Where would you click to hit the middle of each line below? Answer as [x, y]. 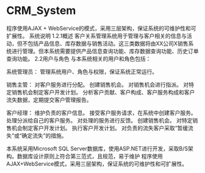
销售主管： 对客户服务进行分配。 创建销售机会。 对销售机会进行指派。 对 [98, 84]
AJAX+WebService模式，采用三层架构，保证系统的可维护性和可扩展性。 [97, 164]
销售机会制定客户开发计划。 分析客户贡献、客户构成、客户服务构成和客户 [103, 92]
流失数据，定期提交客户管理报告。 [49, 100]
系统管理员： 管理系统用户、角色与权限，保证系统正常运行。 [82, 71]
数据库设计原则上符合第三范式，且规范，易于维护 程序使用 [90, 156]
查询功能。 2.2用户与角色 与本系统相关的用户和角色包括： [79, 58]
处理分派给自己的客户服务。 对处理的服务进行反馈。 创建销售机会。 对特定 [99, 120]
